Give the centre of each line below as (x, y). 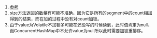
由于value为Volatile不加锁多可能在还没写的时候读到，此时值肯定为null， (81, 25)
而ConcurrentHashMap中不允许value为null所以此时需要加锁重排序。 (78, 31)
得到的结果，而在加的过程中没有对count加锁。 (56, 19)
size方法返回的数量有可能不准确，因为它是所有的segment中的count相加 (81, 13)
